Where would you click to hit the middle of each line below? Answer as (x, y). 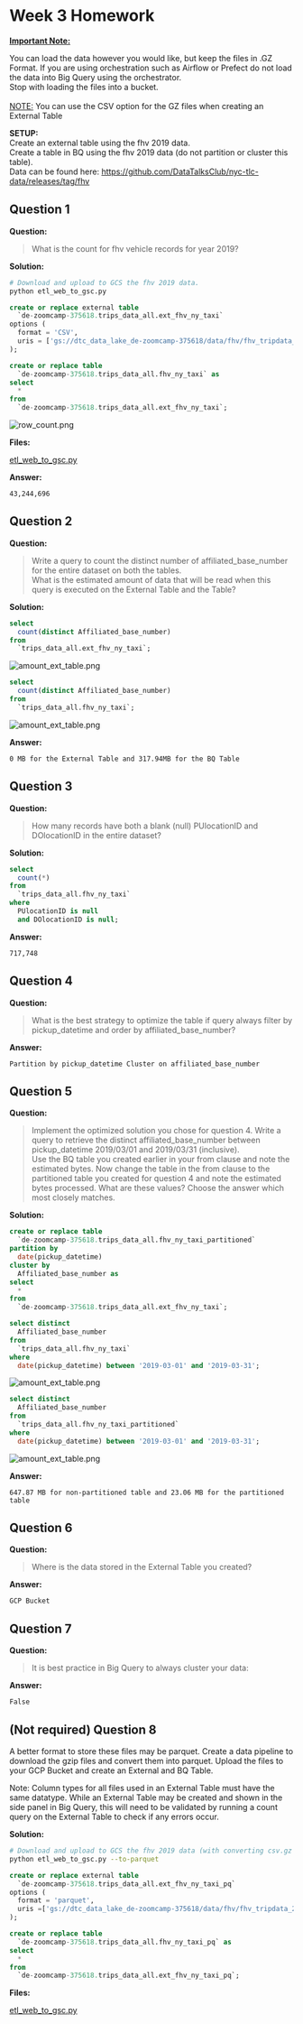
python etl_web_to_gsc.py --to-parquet (84, 1859)
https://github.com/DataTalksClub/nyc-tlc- (180, 171)
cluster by (30, 1265)
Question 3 (41, 786)
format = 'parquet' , (56, 1900)
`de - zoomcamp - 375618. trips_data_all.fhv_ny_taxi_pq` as (124, 1942)
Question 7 (41, 1628)
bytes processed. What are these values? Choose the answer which (157, 1188)
